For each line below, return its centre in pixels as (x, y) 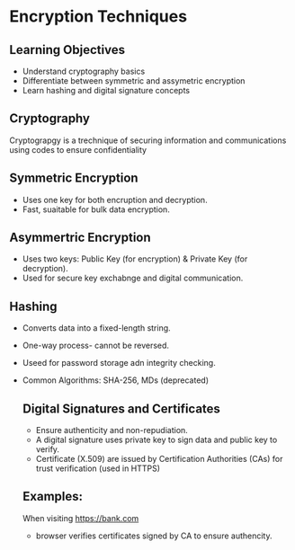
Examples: (53, 497)
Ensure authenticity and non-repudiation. (112, 430)
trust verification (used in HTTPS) (98, 468)
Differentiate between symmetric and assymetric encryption (134, 81)
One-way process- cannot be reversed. (95, 346)
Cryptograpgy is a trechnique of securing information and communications (148, 140)
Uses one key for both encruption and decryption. (115, 200)
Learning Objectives (67, 50)
